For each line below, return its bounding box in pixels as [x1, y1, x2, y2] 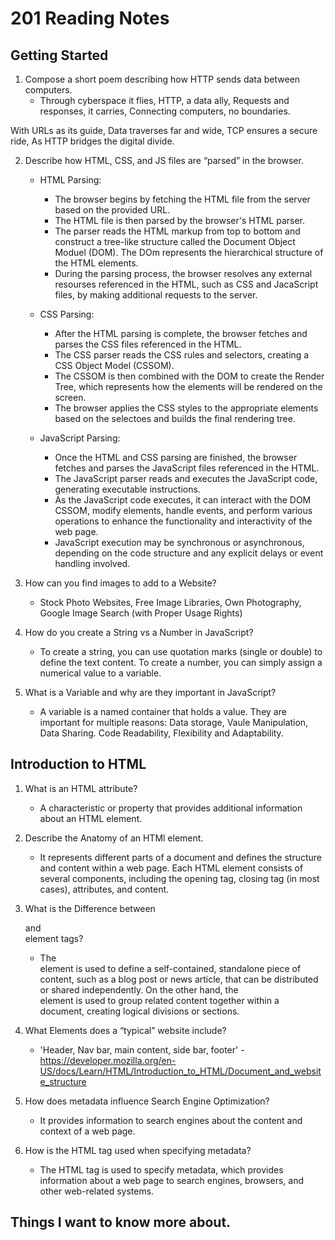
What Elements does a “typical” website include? [24, 1024, 227, 1036]
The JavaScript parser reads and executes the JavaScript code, [54, 473, 318, 484]
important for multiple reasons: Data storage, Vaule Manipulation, [39, 717, 309, 728]
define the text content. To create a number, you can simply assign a [39, 657, 323, 668]
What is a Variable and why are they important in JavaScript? [24, 687, 277, 698]
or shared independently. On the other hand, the [39, 983, 239, 996]
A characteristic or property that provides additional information [39, 802, 303, 814]
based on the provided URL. [54, 204, 171, 216]
